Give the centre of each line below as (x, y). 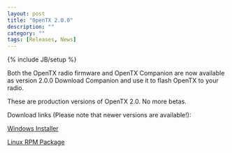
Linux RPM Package (36, 142)
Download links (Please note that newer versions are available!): (99, 115)
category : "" (26, 33)
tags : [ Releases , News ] (42, 40)
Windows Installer (33, 129)
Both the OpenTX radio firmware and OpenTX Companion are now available (116, 73)
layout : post (26, 14)
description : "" (31, 27)
